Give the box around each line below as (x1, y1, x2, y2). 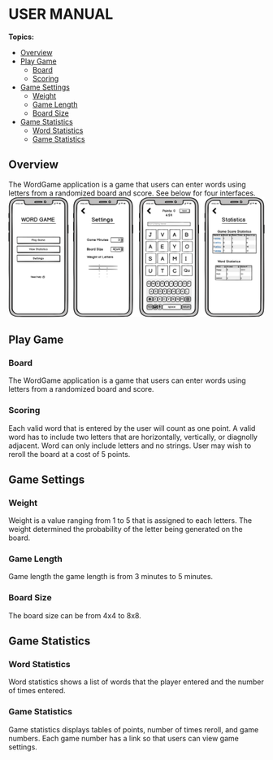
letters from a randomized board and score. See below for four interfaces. (8, 188, 256, 198)
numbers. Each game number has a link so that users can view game (8, 733, 240, 743)
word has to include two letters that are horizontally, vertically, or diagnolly (8, 432, 258, 442)
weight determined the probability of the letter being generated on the (8, 525, 243, 534)
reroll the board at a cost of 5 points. (8, 449, 131, 459)
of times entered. (8, 686, 67, 696)
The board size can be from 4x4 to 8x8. (8, 610, 142, 620)
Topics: (8, 32, 35, 42)
